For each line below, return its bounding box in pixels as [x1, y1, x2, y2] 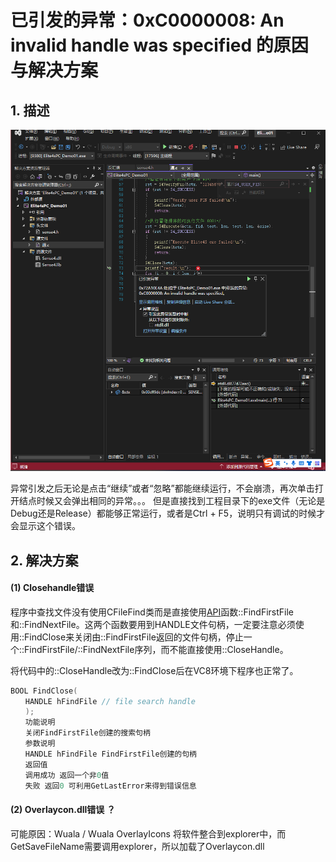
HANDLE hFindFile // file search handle [24, 696, 196, 706]
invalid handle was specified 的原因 [10, 34, 309, 57]
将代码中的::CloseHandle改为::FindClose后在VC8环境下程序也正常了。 [10, 664, 299, 676]
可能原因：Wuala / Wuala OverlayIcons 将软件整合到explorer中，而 [10, 827, 287, 840]
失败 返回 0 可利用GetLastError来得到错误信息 [24, 781, 197, 791]
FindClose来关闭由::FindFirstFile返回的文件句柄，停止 [24, 631, 244, 643]
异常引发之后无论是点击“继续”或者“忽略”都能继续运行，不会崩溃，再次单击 [10, 482, 315, 495]
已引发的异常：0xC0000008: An [10, 9, 285, 32]
